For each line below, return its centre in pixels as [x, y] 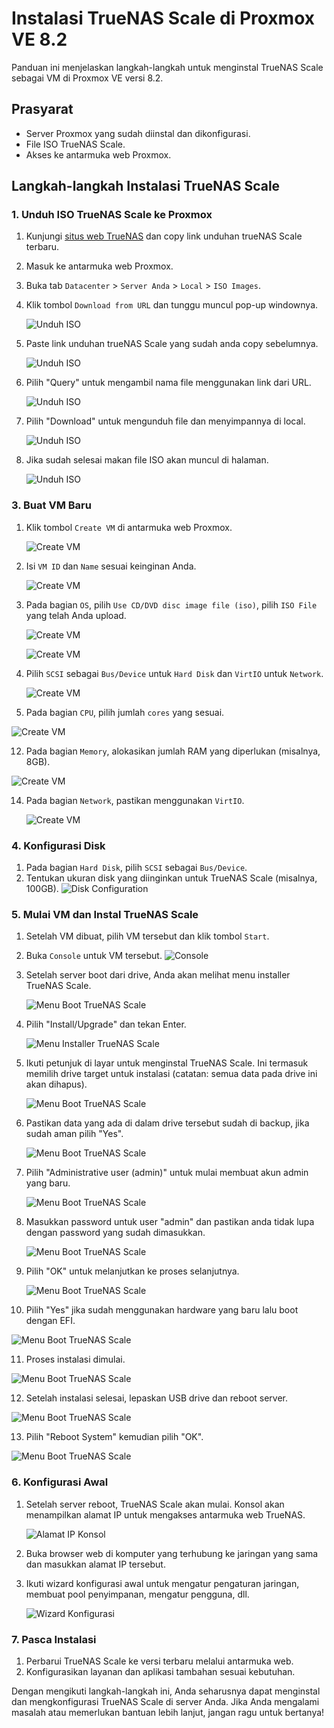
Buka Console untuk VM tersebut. [94, 956]
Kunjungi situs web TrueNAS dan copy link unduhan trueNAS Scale [164, 236]
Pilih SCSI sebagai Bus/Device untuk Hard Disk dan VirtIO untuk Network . [174, 673]
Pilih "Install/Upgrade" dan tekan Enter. [106, 1024]
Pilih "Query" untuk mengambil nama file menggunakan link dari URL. [168, 383]
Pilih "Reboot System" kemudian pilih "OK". [114, 1437]
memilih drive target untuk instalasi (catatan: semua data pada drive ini [171, 1074]
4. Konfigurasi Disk [58, 845]
